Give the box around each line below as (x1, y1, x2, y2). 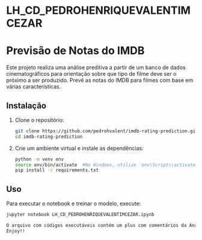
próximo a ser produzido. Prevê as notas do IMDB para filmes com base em (6, 76, 194, 84)
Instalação (6, 100, 47, 111)
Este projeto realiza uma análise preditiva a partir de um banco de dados (6, 64, 186, 71)
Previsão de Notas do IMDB (6, 44, 145, 58)
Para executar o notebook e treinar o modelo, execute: (6, 200, 141, 208)
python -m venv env (14, 156, 64, 162)
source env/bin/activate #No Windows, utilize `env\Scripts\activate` (14, 162, 198, 168)
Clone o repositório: (14, 116, 64, 123)
